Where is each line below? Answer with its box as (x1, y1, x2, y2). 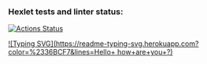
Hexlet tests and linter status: (8, 6, 124, 17)
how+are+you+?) (116, 48, 173, 57)
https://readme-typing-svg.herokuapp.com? (55, 39, 199, 48)
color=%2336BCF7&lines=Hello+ (8, 48, 116, 57)
